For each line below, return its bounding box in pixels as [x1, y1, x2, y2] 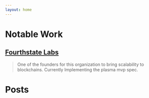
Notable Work [5, 28, 63, 40]
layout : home [5, 7, 32, 12]
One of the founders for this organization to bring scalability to [17, 61, 144, 67]
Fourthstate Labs [5, 48, 59, 57]
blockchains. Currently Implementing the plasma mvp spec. [17, 66, 138, 72]
